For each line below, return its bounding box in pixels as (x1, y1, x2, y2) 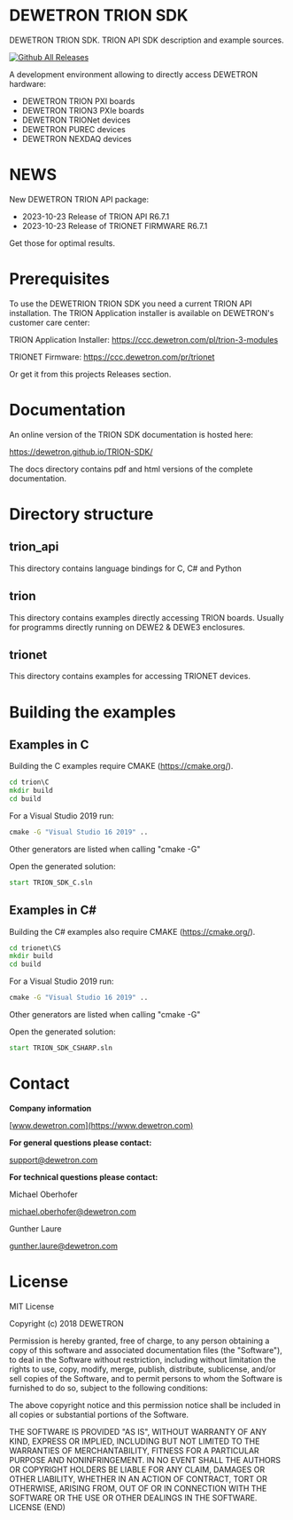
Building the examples (9, 702, 176, 722)
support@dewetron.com (9, 1154, 98, 1165)
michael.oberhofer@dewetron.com (9, 1206, 137, 1216)
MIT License (9, 1301, 55, 1311)
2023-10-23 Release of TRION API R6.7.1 (21, 210, 170, 222)
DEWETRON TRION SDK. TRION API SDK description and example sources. (9, 35, 285, 45)
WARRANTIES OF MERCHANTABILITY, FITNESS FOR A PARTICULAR (9, 1445, 259, 1456)
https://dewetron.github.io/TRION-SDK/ (9, 446, 153, 457)
